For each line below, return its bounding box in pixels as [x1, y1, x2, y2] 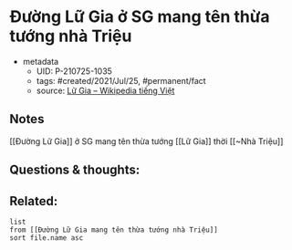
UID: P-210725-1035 [36, 66, 112, 77]
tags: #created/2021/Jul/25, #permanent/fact [36, 75, 207, 86]
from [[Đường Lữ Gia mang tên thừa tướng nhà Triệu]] [9, 225, 219, 234]
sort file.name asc [9, 233, 84, 243]
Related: [9, 193, 58, 209]
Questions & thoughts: [9, 162, 141, 178]
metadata [22, 56, 59, 67]
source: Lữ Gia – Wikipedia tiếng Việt [36, 85, 175, 96]
